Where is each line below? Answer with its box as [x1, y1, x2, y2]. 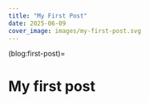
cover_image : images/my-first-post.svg [8, 27, 142, 35]
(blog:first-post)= [8, 49, 66, 59]
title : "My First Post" [8, 11, 88, 20]
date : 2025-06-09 [8, 19, 66, 27]
